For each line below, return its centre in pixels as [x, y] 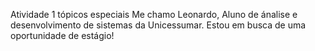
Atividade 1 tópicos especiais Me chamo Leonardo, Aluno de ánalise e [154, 14]
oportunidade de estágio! [62, 35]
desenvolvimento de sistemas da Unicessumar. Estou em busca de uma [158, 25]
